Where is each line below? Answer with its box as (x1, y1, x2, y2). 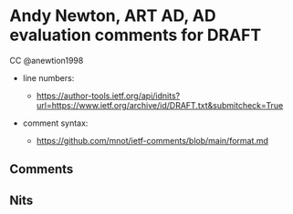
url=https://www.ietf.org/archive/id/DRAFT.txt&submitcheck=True (36, 99, 284, 110)
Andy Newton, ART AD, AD (9, 5, 216, 26)
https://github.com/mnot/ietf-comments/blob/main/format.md (36, 135, 269, 146)
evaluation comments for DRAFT (9, 25, 262, 46)
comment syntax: (22, 117, 89, 128)
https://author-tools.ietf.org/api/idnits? (36, 90, 181, 101)
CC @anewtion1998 (9, 55, 84, 66)
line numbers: (22, 72, 75, 83)
